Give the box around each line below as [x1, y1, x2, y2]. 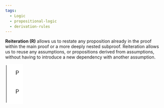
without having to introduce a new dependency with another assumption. [5, 54, 156, 60]
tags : [5, 8, 16, 13]
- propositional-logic [9, 18, 57, 23]
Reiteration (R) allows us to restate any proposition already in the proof [5, 38, 152, 44]
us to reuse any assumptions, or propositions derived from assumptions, [5, 49, 154, 55]
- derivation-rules [9, 24, 50, 29]
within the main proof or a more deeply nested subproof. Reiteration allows [5, 43, 159, 49]
